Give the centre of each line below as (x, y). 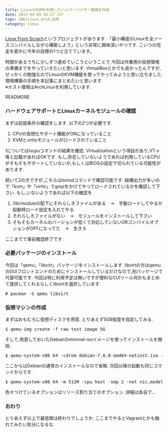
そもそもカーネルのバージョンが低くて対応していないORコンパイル (81, 222)
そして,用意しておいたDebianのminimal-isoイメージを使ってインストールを (82, 340)
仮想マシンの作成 (26, 308)
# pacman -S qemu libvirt (37, 294)
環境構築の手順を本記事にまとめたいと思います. (54, 81)
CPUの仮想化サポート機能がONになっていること (62, 133)
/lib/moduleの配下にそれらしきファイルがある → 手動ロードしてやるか (87, 203)
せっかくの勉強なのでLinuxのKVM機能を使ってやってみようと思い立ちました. (84, 75)
